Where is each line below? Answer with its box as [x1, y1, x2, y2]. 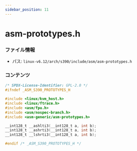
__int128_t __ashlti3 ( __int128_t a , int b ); [5, 123, 97, 128]
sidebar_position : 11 [5, 7, 49, 12]
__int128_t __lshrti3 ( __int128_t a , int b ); [5, 132, 97, 137]
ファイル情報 [5, 46, 35, 53]
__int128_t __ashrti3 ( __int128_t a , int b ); [5, 128, 97, 133]
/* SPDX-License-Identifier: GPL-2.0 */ [5, 83, 88, 88]
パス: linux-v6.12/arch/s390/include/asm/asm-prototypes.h [12, 58, 132, 64]
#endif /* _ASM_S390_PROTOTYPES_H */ [5, 141, 82, 146]
